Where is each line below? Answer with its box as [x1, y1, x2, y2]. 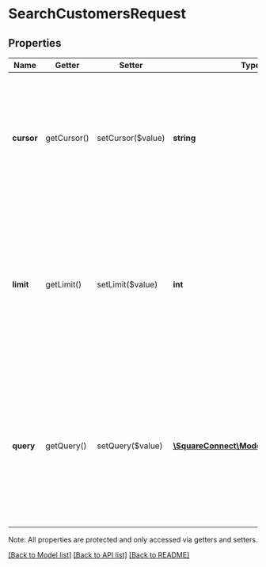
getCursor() [45, 132, 89, 143]
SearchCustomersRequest [8, 5, 186, 23]
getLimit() [45, 279, 82, 290]
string [173, 132, 196, 143]
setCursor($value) [97, 132, 165, 143]
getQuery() [45, 440, 87, 451]
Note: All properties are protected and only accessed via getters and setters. [8, 535, 259, 544]
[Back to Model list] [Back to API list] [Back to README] [8, 550, 190, 559]
